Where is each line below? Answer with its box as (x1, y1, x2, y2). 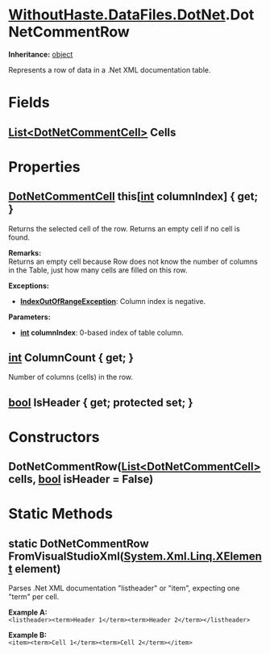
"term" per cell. (8, 592, 60, 602)
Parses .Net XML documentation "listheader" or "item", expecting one (8, 583, 240, 594)
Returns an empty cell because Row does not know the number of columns (8, 256, 258, 266)
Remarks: (8, 248, 42, 257)
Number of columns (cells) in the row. (8, 373, 133, 382)
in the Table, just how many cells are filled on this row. (8, 265, 188, 275)
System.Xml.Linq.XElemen (123, 549, 262, 563)
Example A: (8, 607, 48, 618)
